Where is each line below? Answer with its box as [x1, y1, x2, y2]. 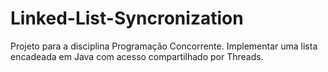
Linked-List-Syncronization [10, 7, 244, 30]
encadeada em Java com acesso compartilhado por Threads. [10, 50, 264, 62]
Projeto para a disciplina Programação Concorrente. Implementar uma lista [10, 40, 318, 52]
